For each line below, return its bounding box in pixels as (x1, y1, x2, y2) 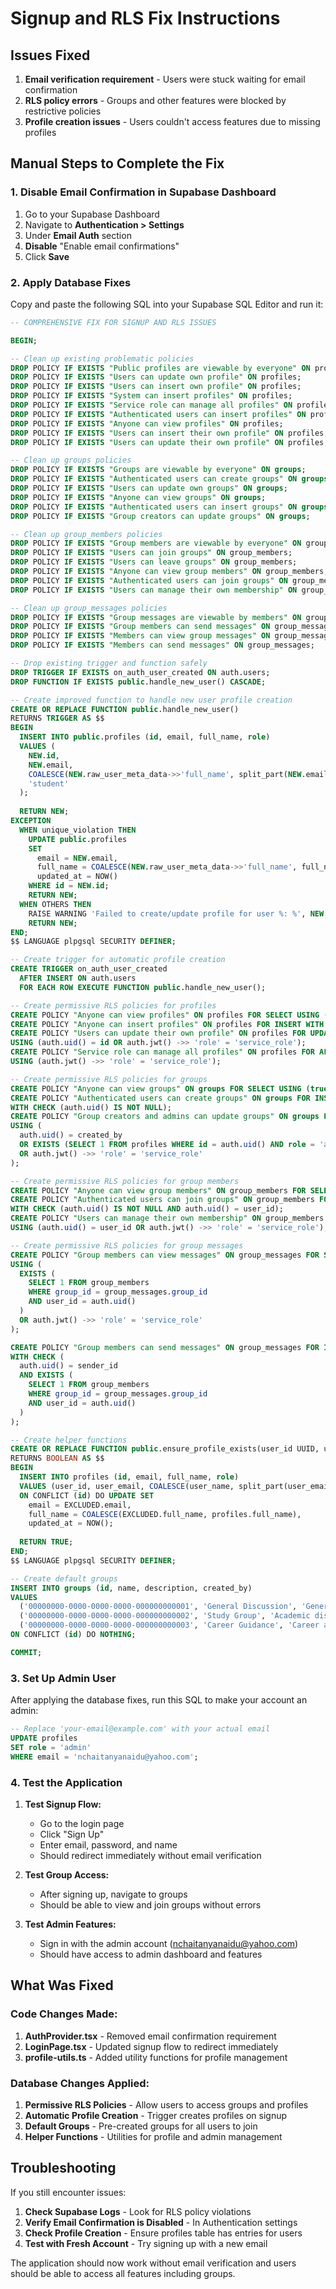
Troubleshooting (10, 2160, 117, 2177)
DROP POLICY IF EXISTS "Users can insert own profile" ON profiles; (10, 382, 302, 392)
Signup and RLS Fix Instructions (10, 7, 281, 30)
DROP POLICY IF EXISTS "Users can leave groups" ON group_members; (10, 557, 298, 567)
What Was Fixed (10, 1977, 114, 1994)
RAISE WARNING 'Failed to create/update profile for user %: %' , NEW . (28, 908, 329, 919)
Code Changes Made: (10, 2007, 118, 2021)
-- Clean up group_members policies (10, 529, 163, 539)
